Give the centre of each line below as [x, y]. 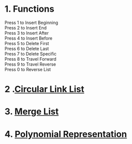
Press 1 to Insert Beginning [31, 23]
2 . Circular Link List [44, 89]
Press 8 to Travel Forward [31, 59]
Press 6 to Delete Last [27, 48]
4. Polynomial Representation [66, 134]
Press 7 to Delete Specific [31, 54]
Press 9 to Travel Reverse [30, 64]
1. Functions [30, 9]
